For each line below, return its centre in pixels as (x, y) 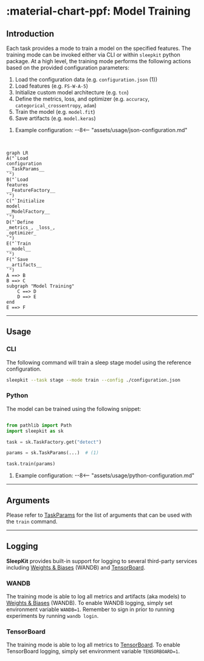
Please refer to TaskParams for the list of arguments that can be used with (99, 515)
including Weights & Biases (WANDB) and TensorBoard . (76, 567)
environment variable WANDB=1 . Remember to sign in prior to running (90, 609)
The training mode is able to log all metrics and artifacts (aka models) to (96, 596)
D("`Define (20, 222)
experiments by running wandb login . (53, 616)
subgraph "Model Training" (40, 286)
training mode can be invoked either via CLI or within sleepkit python (93, 55)
